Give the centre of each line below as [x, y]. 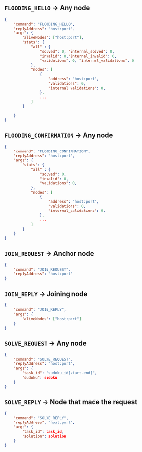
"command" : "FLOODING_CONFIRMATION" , [52, 151]
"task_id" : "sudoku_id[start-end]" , [59, 373]
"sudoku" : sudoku [40, 377]
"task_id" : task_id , [43, 432]
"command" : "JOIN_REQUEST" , [42, 269]
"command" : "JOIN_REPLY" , [40, 310]
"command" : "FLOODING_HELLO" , [44, 24]
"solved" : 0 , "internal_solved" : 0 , [77, 51]
